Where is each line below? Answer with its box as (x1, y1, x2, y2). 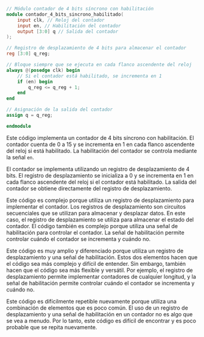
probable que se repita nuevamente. (6, 323, 97, 331)
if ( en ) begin (17, 78, 53, 85)
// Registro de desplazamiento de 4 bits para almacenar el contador (6, 45, 187, 51)
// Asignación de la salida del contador (6, 106, 113, 113)
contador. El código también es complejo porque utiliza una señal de (6, 222, 178, 229)
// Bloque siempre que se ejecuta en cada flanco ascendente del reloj (6, 61, 192, 68)
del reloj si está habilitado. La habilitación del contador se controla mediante (6, 147, 197, 155)
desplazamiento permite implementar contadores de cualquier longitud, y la (6, 273, 196, 280)
